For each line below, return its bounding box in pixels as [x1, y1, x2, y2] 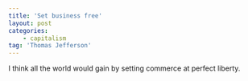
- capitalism [23, 34, 67, 43]
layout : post [8, 19, 52, 27]
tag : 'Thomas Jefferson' [8, 42, 92, 50]
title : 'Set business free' [8, 11, 103, 20]
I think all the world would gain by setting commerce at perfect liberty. [8, 63, 241, 73]
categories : [8, 26, 48, 34]
